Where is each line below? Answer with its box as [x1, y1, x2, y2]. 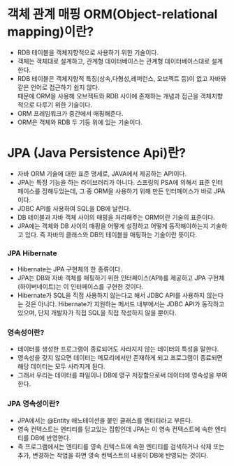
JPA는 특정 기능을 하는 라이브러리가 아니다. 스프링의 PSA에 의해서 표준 [17, 178, 211, 186]
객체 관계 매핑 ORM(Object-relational [7, 6, 218, 22]
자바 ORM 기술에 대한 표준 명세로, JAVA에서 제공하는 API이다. [17, 169, 187, 178]
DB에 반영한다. [30, 433, 71, 442]
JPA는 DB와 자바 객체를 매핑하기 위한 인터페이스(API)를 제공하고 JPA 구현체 [17, 273, 225, 283]
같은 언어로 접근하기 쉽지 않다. [17, 83, 100, 91]
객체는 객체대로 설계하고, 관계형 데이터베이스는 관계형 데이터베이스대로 [17, 57, 210, 65]
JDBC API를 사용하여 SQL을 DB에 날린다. [17, 204, 131, 213]
